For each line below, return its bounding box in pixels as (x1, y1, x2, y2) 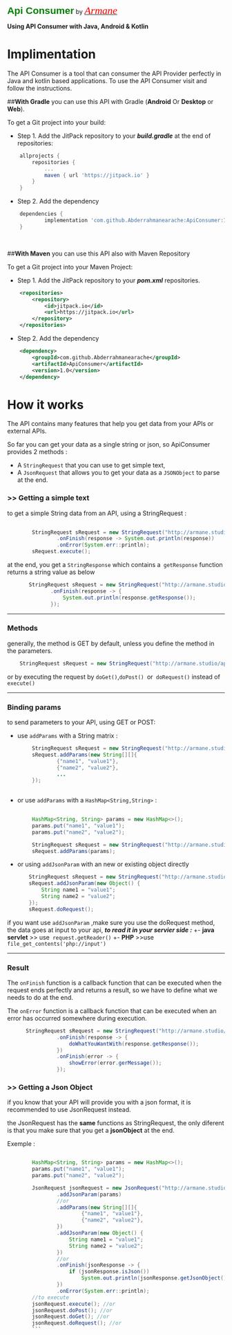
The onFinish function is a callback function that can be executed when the (7, 978, 222, 987)
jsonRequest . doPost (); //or (32, 1307, 113, 1314)
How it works (7, 397, 84, 413)
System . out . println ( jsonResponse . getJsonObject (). (81, 1275, 230, 1282)
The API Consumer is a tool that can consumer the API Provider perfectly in (7, 69, 222, 78)
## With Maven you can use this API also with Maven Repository (7, 249, 191, 258)
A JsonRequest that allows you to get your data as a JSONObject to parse (17, 469, 220, 477)
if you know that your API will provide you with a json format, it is (7, 1098, 191, 1106)
